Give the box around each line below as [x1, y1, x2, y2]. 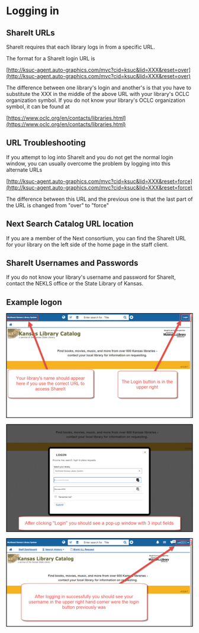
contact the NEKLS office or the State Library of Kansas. [6, 280, 144, 287]
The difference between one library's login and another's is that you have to [6, 84, 191, 91]
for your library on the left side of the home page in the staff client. [6, 241, 169, 248]
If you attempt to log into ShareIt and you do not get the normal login [6, 153, 174, 160]
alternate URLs [6, 166, 43, 173]
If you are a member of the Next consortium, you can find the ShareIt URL [6, 234, 187, 242]
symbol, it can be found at [6, 103, 70, 110]
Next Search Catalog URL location [6, 219, 134, 229]
